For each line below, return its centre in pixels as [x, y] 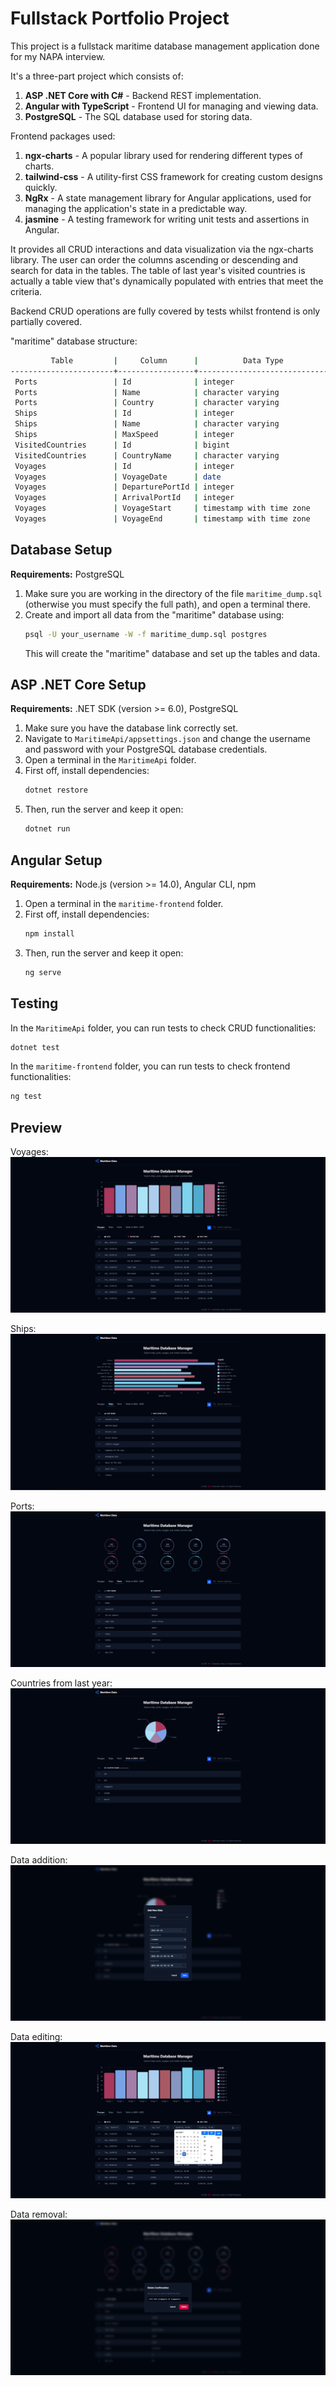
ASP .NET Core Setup [78, 685]
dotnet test [35, 1047]
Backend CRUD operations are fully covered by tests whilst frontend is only [165, 311]
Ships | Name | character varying [147, 424]
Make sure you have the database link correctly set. [131, 728]
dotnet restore [56, 790]
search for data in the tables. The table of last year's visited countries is [158, 270]
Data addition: [39, 1860]
